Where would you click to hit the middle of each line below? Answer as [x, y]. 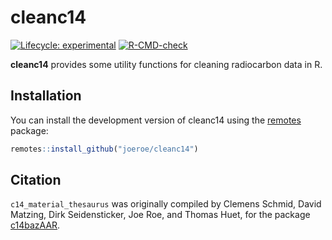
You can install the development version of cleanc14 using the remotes [156, 120]
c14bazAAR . [35, 225]
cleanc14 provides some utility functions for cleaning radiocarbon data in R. [166, 64]
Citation [36, 180]
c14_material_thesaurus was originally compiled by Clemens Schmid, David [166, 204]
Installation [46, 96]
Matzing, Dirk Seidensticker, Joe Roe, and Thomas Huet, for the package [160, 215]
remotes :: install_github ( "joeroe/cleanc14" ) [104, 149]
